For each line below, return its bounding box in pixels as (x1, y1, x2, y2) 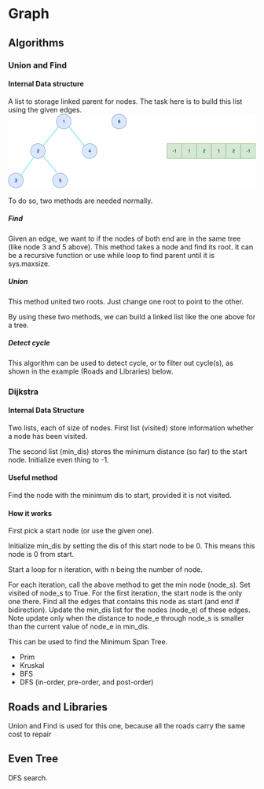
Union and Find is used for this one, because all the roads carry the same (8, 721, 246, 731)
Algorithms (8, 36, 64, 50)
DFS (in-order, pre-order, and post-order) (19, 677, 154, 687)
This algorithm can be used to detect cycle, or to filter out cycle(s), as (8, 358, 234, 367)
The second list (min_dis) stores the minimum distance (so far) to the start (8, 446, 247, 456)
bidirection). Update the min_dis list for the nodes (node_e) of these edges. (8, 605, 251, 614)
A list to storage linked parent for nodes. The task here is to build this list (8, 96, 243, 106)
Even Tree (8, 752, 59, 765)
